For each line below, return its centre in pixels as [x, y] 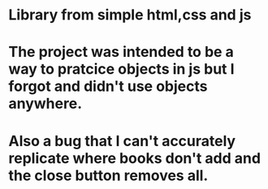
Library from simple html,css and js [130, 15]
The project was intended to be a [121, 52]
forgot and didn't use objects [108, 86]
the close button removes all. [108, 175]
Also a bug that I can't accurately [122, 141]
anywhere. [45, 104]
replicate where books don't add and [135, 158]
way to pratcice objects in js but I [121, 69]
